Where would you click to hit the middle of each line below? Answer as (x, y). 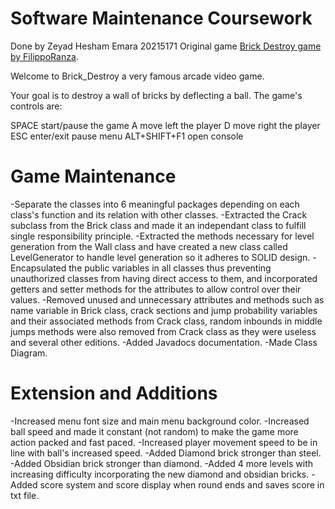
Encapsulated (38, 268)
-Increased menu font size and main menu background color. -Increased (160, 421)
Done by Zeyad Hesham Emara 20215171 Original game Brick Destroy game (166, 46)
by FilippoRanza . (44, 56)
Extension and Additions (114, 393)
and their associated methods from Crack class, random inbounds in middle (166, 321)
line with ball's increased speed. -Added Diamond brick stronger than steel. (166, 453)
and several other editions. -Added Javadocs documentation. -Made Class (164, 342)
